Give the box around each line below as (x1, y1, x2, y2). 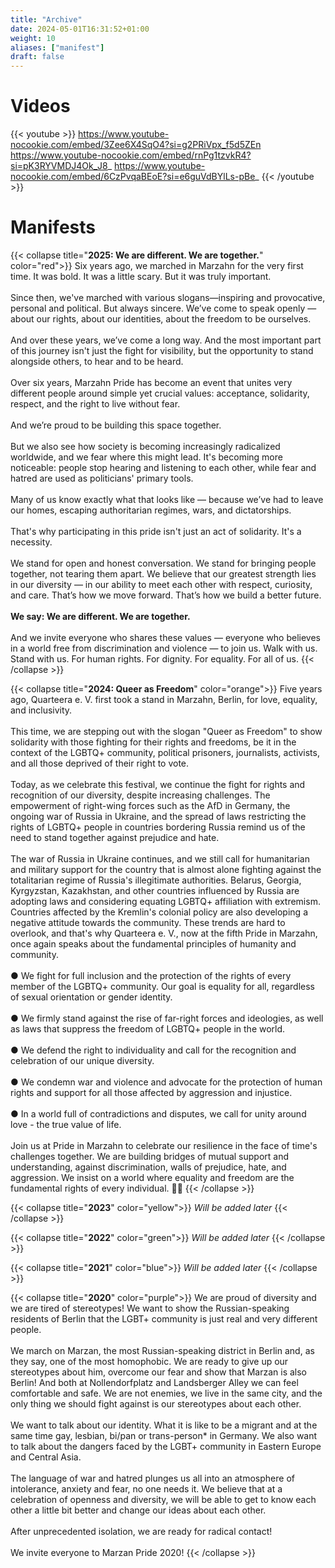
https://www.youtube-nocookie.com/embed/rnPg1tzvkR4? (10, 149, 252, 161)
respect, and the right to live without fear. (10, 398, 181, 410)
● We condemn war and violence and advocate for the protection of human (10, 1076, 323, 1088)
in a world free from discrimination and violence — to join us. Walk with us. (10, 642, 318, 654)
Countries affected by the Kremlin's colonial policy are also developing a (10, 906, 308, 918)
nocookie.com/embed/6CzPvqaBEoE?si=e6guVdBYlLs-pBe (10, 171, 256, 183)
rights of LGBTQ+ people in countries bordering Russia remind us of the (10, 821, 306, 833)
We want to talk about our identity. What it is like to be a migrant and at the (10, 1419, 318, 1431)
